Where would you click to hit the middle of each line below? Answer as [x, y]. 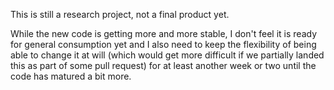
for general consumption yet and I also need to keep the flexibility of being [163, 44]
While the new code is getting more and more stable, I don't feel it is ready [163, 33]
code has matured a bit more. [71, 76]
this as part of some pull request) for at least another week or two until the [163, 65]
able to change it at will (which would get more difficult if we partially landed [167, 55]
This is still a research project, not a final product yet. [120, 14]
